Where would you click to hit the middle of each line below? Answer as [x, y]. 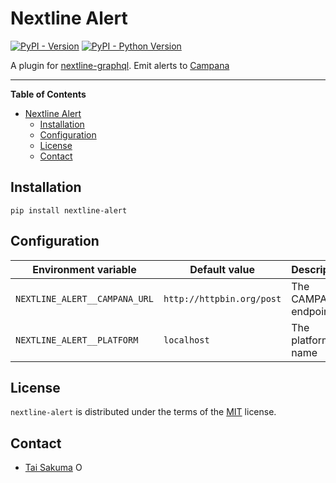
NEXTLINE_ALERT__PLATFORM [77, 340]
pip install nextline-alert [69, 210]
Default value [222, 269]
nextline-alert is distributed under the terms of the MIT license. [143, 412]
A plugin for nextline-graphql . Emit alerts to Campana [120, 65]
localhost [186, 340]
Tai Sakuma [48, 468]
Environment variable [84, 269]
